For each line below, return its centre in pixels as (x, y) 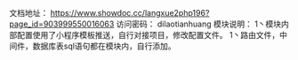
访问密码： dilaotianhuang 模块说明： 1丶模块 (199, 24)
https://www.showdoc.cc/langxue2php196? (130, 13)
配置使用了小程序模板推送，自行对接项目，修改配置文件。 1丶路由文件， (148, 35)
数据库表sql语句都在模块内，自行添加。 (104, 46)
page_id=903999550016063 (62, 24)
